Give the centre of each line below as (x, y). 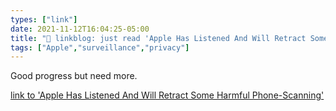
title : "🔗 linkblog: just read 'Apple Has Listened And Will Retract (158, 38)
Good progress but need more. (74, 76)
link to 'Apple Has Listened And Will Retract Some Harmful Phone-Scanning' (167, 95)
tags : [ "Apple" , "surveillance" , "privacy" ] (100, 47)
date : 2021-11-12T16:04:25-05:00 (80, 29)
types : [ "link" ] (44, 19)
